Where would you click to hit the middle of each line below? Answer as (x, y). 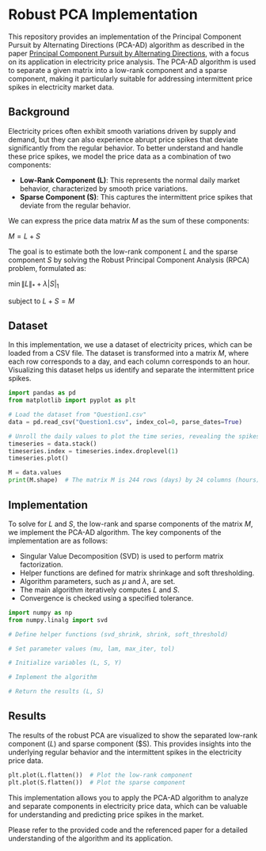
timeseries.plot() (38, 458)
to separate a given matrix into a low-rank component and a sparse (118, 70)
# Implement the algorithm (53, 677)
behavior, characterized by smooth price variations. (104, 189)
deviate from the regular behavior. (75, 205)
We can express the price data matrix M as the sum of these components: (129, 220)
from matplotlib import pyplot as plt (72, 401)
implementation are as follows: (58, 540)
